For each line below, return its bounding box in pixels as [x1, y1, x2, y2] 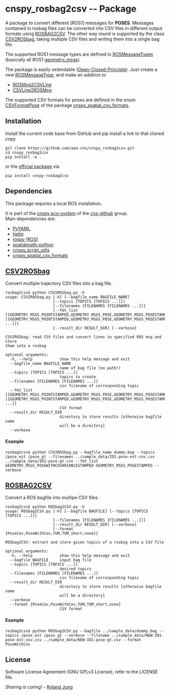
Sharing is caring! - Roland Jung [5, 684, 73, 690]
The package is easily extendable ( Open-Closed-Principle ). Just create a [5, 66, 158, 72]
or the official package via [5, 163, 60, 169]
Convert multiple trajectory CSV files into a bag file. [5, 280, 112, 286]
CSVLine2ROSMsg [12, 87, 52, 93]
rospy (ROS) [12, 236, 38, 242]
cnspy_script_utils [12, 247, 50, 253]
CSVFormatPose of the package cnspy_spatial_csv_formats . [5, 102, 130, 108]
